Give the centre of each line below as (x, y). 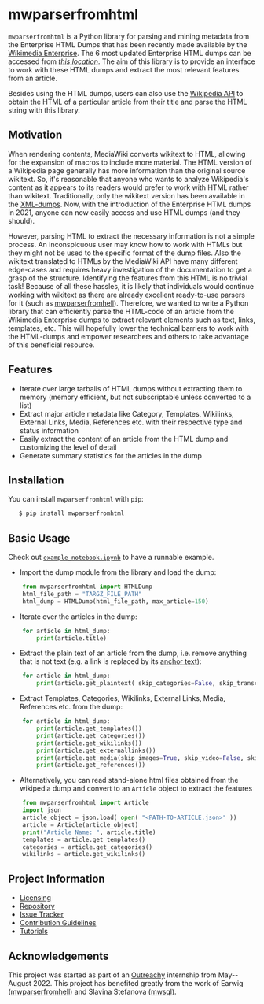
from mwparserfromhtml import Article (86, 803)
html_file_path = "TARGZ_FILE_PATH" (82, 594)
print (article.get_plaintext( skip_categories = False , (126, 684)
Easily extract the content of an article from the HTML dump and (124, 439)
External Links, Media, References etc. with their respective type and (131, 422)
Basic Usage (39, 538)
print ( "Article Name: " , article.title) (89, 832)
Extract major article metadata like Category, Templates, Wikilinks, (126, 413)
